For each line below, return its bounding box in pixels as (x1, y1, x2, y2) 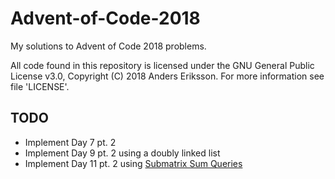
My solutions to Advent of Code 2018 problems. (10, 40, 207, 52)
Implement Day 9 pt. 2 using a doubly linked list (24, 147, 221, 159)
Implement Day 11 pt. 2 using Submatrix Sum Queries (24, 157, 243, 169)
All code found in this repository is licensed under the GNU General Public (10, 59, 315, 71)
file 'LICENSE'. (10, 80, 70, 92)
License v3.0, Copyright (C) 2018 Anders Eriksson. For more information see (10, 70, 325, 82)
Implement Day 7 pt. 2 (24, 136, 117, 148)
